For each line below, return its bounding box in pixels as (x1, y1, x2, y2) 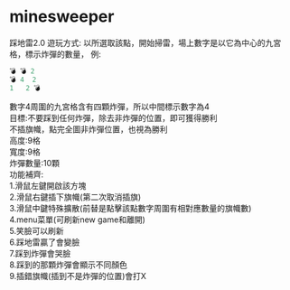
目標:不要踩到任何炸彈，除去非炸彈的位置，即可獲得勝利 (9, 112, 219, 123)
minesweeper (9, 6, 115, 27)
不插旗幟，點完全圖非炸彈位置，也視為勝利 (9, 124, 168, 135)
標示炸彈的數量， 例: (24, 48, 101, 60)
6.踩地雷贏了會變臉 (9, 237, 80, 248)
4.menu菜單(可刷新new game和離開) (9, 214, 146, 225)
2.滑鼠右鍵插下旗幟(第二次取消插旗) (9, 192, 142, 202)
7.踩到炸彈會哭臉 (9, 248, 71, 258)
